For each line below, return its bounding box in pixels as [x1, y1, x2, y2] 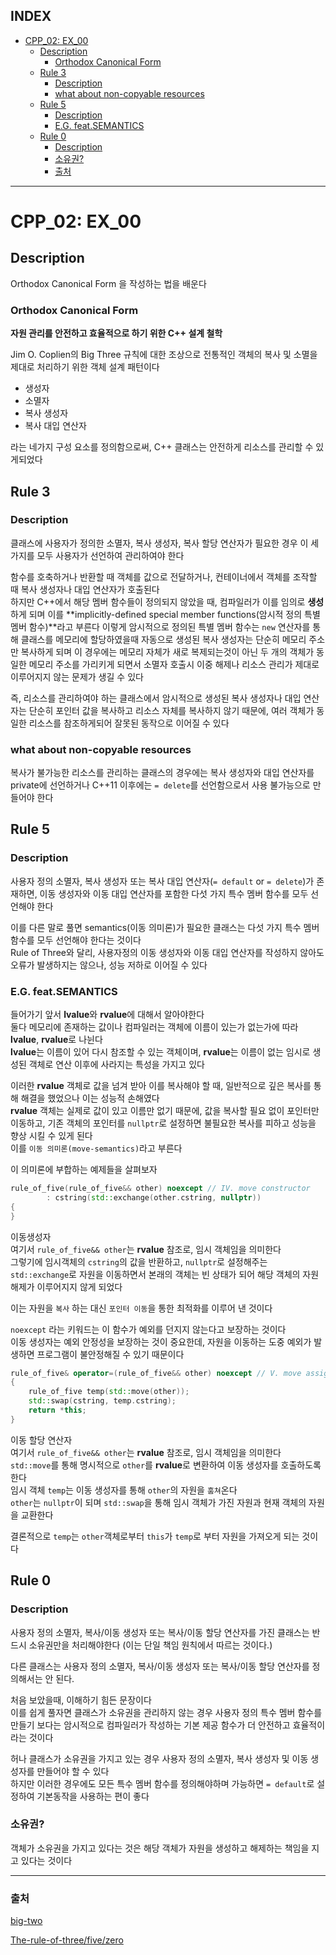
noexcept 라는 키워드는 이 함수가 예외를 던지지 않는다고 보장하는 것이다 [10, 1323, 287, 1335]
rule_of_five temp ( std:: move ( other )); [28, 1387, 190, 1397]
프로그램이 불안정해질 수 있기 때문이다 [36, 1348, 185, 1360]
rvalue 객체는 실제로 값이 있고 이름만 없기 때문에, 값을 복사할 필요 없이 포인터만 [10, 1105, 320, 1117]
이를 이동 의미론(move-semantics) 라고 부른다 [10, 1142, 183, 1154]
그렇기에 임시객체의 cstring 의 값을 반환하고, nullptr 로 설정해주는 [10, 1255, 268, 1268]
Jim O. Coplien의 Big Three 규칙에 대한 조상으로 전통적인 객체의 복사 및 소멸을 [10, 349, 318, 361]
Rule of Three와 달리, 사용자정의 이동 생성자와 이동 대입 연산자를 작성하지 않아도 [10, 946, 325, 958]
